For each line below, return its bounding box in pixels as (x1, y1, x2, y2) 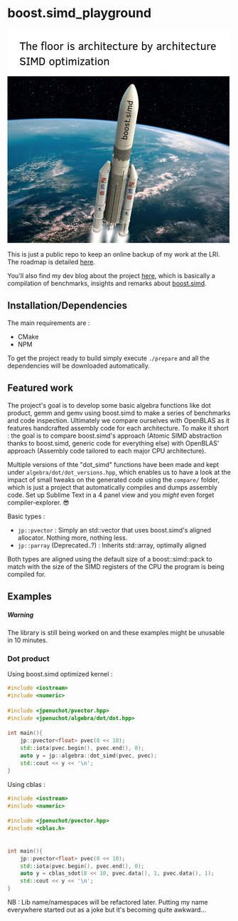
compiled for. (7, 570, 46, 578)
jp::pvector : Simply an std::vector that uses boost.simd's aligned (17, 525, 212, 534)
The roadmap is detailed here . (7, 257, 96, 266)
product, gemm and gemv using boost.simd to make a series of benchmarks (7, 408, 231, 417)
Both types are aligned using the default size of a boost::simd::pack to (7, 555, 212, 563)
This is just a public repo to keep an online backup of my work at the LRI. (7, 249, 220, 258)
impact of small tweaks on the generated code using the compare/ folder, (7, 475, 220, 484)
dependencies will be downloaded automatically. (7, 361, 151, 370)
